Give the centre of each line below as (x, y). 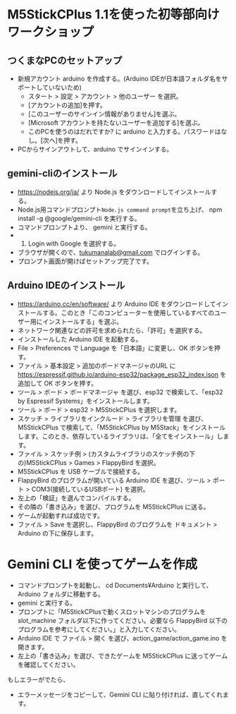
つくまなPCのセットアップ (65, 60)
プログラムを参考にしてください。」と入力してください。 (99, 629)
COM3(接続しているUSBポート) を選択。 (90, 489)
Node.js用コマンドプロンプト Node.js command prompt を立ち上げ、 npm (120, 210)
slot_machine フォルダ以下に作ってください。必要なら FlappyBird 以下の (122, 620)
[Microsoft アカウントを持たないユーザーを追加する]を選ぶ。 (116, 123)
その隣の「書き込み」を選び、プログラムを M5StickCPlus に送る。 (113, 507)
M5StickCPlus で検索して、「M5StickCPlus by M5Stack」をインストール (122, 427)
